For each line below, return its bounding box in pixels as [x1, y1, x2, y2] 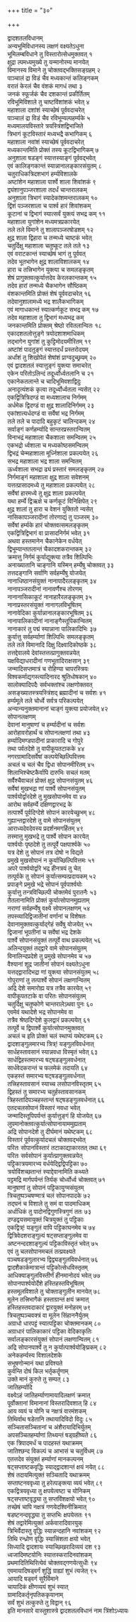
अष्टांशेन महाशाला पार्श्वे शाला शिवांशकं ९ [7, 177, 97, 186]
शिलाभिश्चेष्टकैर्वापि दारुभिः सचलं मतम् [7, 768, 90, 776]
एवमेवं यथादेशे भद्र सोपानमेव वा [7, 1008, 74, 1016]
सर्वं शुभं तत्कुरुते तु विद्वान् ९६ [7, 1599, 72, 1606]
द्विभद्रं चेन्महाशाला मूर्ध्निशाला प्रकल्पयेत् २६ [7, 449, 99, 457]
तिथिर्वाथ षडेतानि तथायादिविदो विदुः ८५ [7, 1415, 93, 1423]
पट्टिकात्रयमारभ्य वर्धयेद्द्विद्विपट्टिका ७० [7, 1159, 89, 1168]
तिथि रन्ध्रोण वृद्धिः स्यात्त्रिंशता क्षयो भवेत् [7, 1535, 91, 1543]
